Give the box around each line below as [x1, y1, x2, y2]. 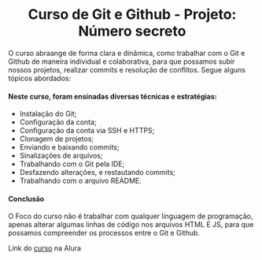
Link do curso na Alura [8, 243, 81, 253]
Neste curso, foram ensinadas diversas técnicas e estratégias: [8, 91, 218, 101]
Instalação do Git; [19, 109, 77, 119]
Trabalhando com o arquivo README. [19, 176, 142, 186]
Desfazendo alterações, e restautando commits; [19, 168, 175, 177]
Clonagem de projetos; [19, 134, 94, 143]
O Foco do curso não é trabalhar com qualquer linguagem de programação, [8, 211, 253, 221]
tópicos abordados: [8, 73, 72, 83]
